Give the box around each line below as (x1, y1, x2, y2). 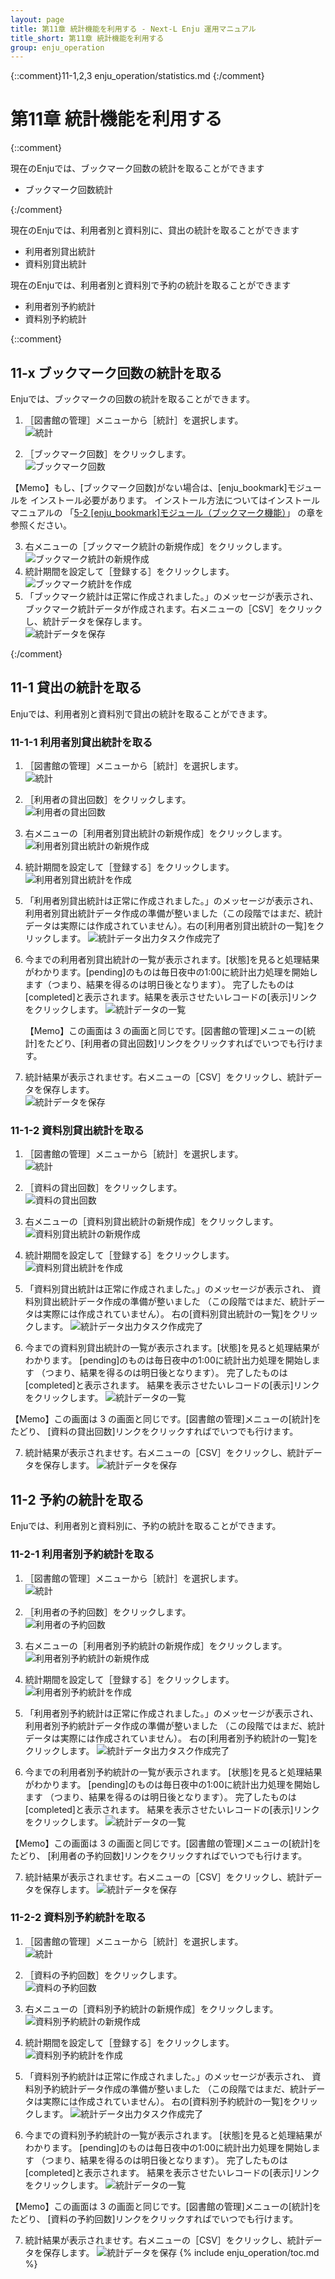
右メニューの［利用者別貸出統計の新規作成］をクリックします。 (24, 827, 288, 840)
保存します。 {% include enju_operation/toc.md (42, 2246, 320, 2258)
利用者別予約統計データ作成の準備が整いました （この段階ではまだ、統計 (24, 1719, 326, 1731)
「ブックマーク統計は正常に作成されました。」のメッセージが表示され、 (24, 591, 319, 602)
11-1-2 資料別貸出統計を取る (10, 1124, 145, 1138)
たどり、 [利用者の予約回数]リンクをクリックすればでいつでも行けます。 (10, 1849, 308, 1861)
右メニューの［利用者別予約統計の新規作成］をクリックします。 (24, 1639, 288, 1651)
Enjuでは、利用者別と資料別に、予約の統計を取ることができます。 (10, 1520, 282, 1532)
